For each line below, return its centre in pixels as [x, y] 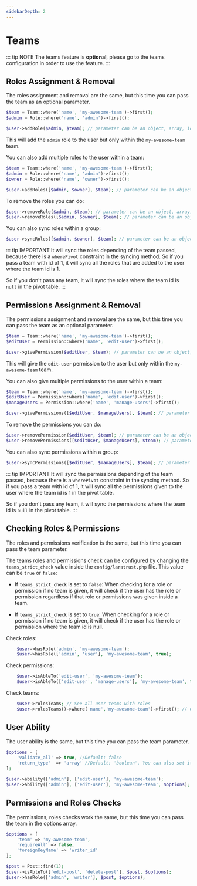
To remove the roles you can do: [45, 201]
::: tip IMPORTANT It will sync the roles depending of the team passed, [91, 251]
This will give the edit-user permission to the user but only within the [90, 363]
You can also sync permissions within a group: [62, 452]
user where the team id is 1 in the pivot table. [60, 492]
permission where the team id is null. [59, 627]
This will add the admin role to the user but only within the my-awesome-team [96, 140]
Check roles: [21, 638]
